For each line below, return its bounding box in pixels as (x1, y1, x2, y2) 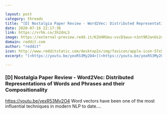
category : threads (5, 16, 43, 21)
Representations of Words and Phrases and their (5, 80, 125, 87)
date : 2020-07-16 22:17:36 (5, 25, 61, 30)
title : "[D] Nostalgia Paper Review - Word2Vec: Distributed (5, 21, 135, 26)
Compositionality (5, 87, 48, 94)
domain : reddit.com (5, 39, 46, 45)
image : (5, 35, 19, 40)
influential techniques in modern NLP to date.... (5, 103, 101, 109)
